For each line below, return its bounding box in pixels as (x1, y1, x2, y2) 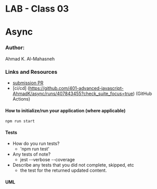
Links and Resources (5, 68, 58, 75)
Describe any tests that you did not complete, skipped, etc (12, 162, 134, 168)
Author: (5, 44, 25, 51)
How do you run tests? (12, 140, 60, 147)
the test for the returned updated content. (20, 167, 107, 173)
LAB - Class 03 (5, 3, 69, 15)
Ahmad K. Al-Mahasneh (5, 56, 55, 62)
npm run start (5, 119, 35, 124)
